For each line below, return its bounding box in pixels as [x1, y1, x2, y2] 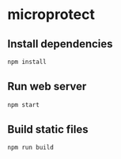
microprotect [7, 6, 96, 24]
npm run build [7, 144, 55, 152]
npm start [7, 100, 40, 108]
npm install [7, 58, 47, 66]
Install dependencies [7, 37, 113, 51]
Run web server [7, 80, 87, 93]
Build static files [7, 123, 89, 136]
